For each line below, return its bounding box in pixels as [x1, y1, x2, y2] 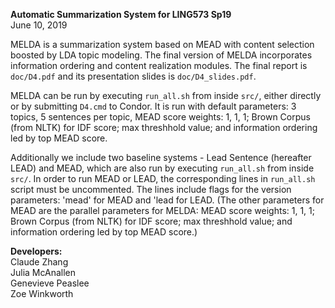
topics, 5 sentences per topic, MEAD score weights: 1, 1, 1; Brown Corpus [10, 111, 311, 123]
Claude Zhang [10, 256, 69, 268]
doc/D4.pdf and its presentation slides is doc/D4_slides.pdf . [10, 70, 257, 82]
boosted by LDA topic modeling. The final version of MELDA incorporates [10, 49, 313, 61]
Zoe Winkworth [10, 288, 74, 299]
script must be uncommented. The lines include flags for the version [10, 184, 292, 195]
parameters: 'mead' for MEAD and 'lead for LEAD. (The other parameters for [10, 194, 325, 206]
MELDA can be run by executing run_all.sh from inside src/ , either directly [10, 90, 322, 101]
